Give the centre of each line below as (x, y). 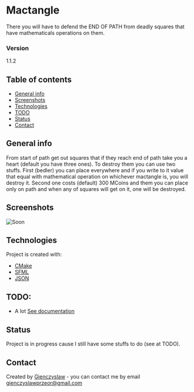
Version (18, 48)
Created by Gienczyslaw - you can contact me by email (73, 376)
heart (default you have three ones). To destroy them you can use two (91, 164)
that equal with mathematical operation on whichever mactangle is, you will (97, 176)
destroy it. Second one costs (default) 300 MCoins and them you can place (97, 183)
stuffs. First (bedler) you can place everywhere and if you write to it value (95, 170)
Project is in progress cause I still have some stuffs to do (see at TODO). (93, 344)
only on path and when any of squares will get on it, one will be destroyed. (96, 189)
